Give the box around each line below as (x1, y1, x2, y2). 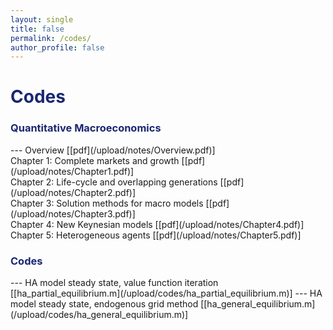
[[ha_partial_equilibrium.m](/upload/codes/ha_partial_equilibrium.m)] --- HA (10, 287, 323, 300)
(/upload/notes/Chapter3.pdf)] (10, 207, 136, 220)
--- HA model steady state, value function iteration (10, 277, 219, 289)
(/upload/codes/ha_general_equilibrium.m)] (10, 309, 189, 321)
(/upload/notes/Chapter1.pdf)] (10, 165, 135, 177)
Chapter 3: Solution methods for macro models (10, 197, 204, 209)
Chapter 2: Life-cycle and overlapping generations (10, 176, 218, 188)
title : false (10, 24, 65, 34)
